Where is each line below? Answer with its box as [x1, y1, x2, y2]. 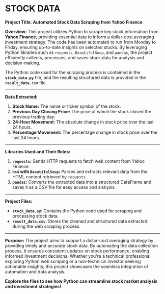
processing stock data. [12, 213, 59, 219]
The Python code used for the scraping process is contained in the [5, 69, 140, 75]
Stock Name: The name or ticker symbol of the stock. [12, 103, 121, 109]
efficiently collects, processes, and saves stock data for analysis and [5, 54, 144, 60]
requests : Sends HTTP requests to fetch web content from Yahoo [12, 158, 145, 164]
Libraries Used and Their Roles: [5, 148, 71, 154]
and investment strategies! [5, 283, 61, 289]
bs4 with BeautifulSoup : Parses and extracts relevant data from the [12, 169, 148, 174]
